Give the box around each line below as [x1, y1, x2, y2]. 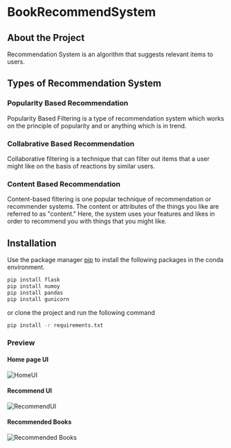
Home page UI [7, 355, 49, 363]
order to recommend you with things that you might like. [7, 217, 167, 225]
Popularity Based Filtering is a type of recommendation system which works [7, 114, 225, 122]
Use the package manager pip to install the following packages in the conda [7, 256, 223, 264]
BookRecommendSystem [7, 4, 156, 20]
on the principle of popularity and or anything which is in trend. [7, 121, 187, 130]
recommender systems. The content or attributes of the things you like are [7, 203, 219, 211]
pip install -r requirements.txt [7, 322, 104, 329]
